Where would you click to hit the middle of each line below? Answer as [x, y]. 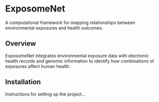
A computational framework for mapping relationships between [70, 22]
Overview [21, 44]
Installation [23, 82]
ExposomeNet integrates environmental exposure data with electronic [77, 55]
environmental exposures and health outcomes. [54, 27]
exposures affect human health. [38, 66]
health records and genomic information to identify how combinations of [80, 61]
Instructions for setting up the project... [45, 94]
